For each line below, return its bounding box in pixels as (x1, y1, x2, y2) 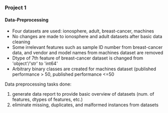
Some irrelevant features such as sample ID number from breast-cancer (12, 44, 163, 50)
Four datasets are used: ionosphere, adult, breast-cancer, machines (12, 28, 154, 34)
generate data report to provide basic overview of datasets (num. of (12, 91, 154, 97)
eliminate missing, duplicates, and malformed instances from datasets (12, 102, 159, 108)
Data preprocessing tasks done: (5, 81, 72, 88)
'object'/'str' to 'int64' (12, 61, 58, 67)
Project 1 (5, 4, 26, 11)
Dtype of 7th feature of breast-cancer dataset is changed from (12, 55, 143, 61)
